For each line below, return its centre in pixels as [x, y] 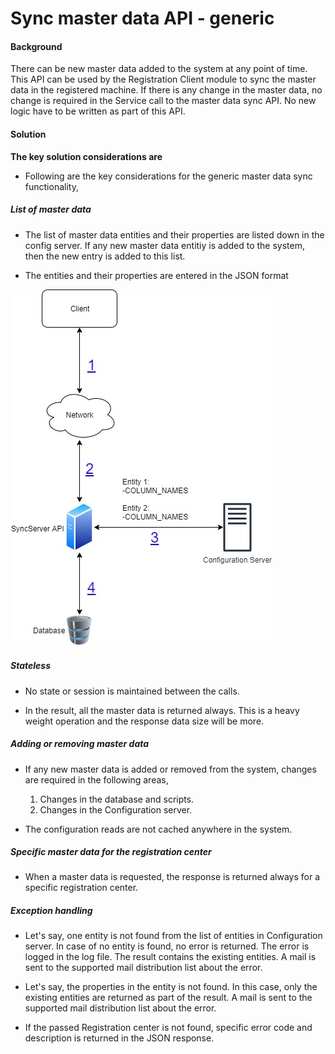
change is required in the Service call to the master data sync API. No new [163, 101]
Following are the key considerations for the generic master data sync [168, 176]
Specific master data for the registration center [111, 852]
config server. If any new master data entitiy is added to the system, [164, 245]
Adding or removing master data [80, 744]
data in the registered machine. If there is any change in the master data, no [166, 90]
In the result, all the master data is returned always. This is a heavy [162, 710]
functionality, [51, 186]
